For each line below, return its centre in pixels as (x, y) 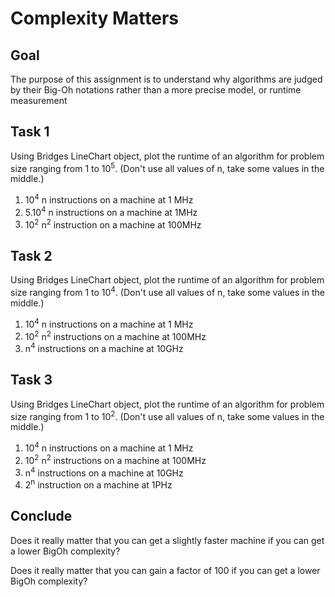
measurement (39, 100)
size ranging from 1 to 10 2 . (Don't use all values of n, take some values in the (167, 415)
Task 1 (30, 132)
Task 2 (31, 255)
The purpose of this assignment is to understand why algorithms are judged (166, 79)
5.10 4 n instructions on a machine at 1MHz (111, 211)
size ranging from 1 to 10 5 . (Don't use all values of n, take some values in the (167, 167)
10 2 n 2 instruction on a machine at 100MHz (113, 224)
